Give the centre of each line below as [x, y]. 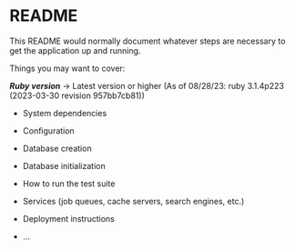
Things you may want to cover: [67, 68]
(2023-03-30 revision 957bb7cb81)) [77, 95]
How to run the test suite [69, 184]
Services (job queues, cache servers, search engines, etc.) [133, 201]
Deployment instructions [69, 218]
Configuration [48, 130]
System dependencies [65, 113]
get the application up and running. [75, 50]
